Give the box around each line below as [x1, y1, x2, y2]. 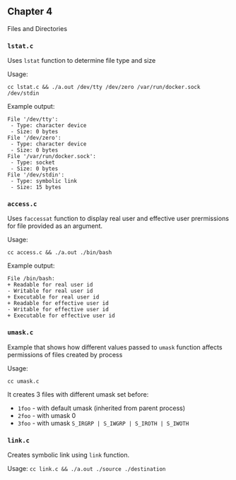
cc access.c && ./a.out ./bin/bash [7, 249, 112, 256]
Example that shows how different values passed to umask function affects [7, 342, 223, 352]
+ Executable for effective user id [7, 312, 115, 320]
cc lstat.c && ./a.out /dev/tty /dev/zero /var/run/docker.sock [7, 84, 201, 91]
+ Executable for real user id [7, 294, 100, 301]
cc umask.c [7, 378, 40, 385]
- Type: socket [10, 159, 55, 167]
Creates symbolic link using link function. [7, 451, 130, 459]
